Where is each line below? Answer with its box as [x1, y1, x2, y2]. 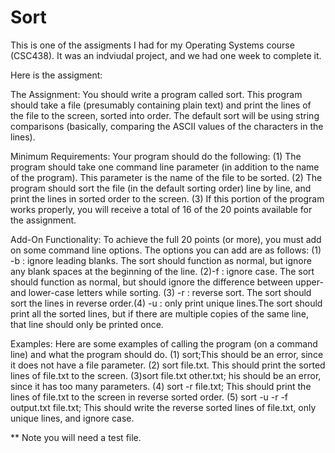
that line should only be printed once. [10, 318, 164, 330]
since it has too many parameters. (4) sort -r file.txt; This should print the [10, 380, 312, 392]
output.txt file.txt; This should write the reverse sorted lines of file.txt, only [10, 401, 317, 413]
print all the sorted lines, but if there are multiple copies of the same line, [10, 307, 310, 320]
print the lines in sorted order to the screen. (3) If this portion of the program [10, 192, 325, 205]
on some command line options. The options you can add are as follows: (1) [10, 244, 322, 256]
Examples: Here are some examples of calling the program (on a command [10, 337, 318, 350]
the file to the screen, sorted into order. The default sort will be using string [10, 109, 320, 121]
